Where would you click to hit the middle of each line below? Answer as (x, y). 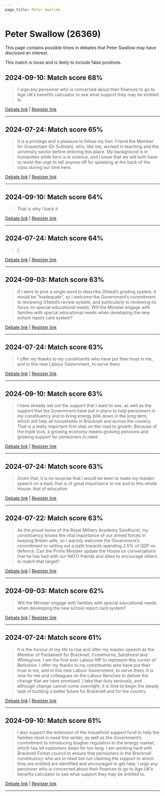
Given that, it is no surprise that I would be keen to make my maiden (86, 478)
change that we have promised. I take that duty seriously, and (80, 681)
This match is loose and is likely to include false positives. (63, 62)
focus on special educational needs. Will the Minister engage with (84, 307)
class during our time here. (44, 167)
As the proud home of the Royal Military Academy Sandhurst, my (83, 530)
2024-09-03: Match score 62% (55, 591)
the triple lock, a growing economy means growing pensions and (82, 432)
